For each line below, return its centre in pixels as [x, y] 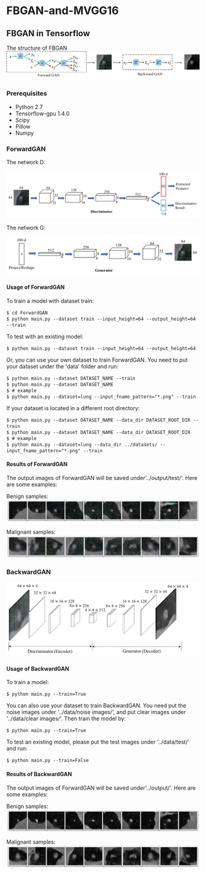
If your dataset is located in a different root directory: [73, 408]
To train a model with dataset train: [50, 300]
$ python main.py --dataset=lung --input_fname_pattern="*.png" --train [101, 397]
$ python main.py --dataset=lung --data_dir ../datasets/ [82, 444]
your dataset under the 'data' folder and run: [63, 366]
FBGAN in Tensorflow [48, 33]
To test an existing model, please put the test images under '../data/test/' [98, 742]
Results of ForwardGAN [37, 464]
